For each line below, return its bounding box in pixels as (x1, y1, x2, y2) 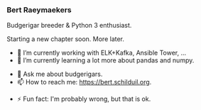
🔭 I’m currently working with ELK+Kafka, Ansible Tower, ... (16, 48, 187, 57)
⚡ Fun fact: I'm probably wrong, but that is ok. (16, 94, 151, 104)
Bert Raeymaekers (6, 5, 72, 15)
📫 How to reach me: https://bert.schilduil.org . (16, 78, 152, 87)
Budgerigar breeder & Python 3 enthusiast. (6, 21, 132, 30)
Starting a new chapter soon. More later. (6, 35, 125, 43)
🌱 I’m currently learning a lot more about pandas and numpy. (16, 56, 195, 65)
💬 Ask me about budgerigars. (16, 70, 103, 79)
